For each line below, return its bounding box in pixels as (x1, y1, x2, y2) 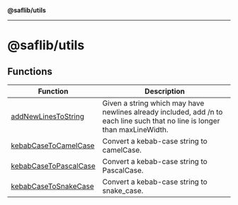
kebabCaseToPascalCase (11, 161, 96, 170)
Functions (7, 65, 53, 77)
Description (144, 86, 186, 96)
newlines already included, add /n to (102, 107, 223, 117)
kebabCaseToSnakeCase (11, 182, 94, 191)
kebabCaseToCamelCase (11, 141, 95, 151)
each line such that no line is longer (102, 116, 220, 126)
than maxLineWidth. (102, 125, 169, 134)
